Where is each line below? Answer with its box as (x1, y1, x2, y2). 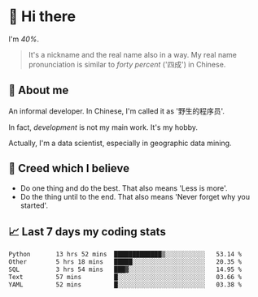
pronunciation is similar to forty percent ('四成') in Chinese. (28, 59, 226, 69)
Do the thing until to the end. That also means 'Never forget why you (20, 192, 251, 201)
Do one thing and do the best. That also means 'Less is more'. (20, 183, 228, 193)
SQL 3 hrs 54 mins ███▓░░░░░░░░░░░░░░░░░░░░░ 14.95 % (8, 265, 243, 274)
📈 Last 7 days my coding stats (8, 225, 167, 239)
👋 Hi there (8, 7, 76, 26)
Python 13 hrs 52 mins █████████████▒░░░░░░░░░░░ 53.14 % (8, 251, 243, 259)
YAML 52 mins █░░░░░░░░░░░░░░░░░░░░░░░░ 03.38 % (8, 280, 243, 289)
